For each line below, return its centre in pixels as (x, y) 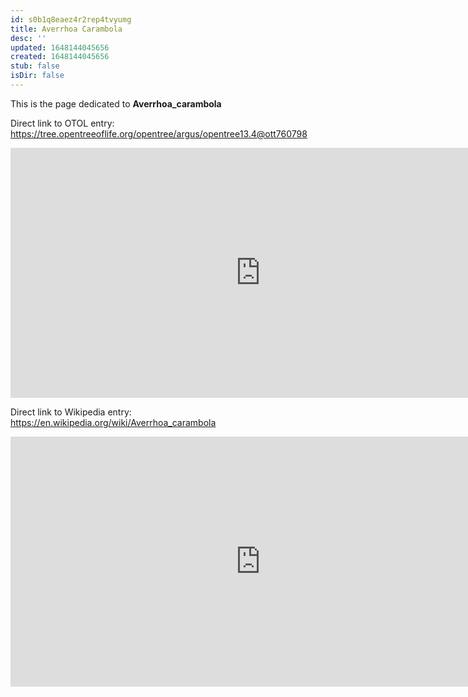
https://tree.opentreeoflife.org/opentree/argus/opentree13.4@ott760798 (159, 133)
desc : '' (28, 38)
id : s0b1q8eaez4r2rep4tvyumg (71, 19)
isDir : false (37, 76)
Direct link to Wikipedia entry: (71, 412)
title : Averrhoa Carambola (66, 29)
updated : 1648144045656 (60, 47)
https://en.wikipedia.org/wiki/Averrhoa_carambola (113, 422)
